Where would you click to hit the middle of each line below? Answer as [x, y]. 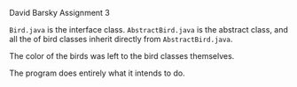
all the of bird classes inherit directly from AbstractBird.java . [121, 39]
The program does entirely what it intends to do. [97, 73]
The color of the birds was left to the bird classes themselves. [122, 56]
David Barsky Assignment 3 [60, 13]
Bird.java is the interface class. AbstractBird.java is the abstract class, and [148, 29]
